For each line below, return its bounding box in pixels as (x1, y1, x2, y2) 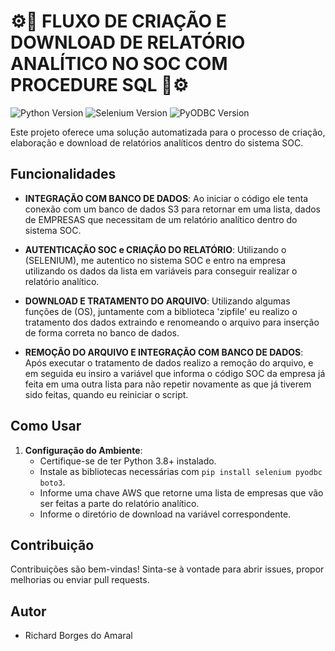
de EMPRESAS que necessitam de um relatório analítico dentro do (24, 213, 298, 225)
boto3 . (39, 476, 66, 488)
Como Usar (10, 418, 82, 435)
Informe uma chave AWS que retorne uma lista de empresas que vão (39, 486, 324, 499)
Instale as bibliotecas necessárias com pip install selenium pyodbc (39, 465, 323, 477)
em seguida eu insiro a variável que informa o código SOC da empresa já (24, 367, 326, 379)
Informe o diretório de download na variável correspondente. (39, 508, 292, 520)
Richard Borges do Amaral (24, 630, 133, 642)
